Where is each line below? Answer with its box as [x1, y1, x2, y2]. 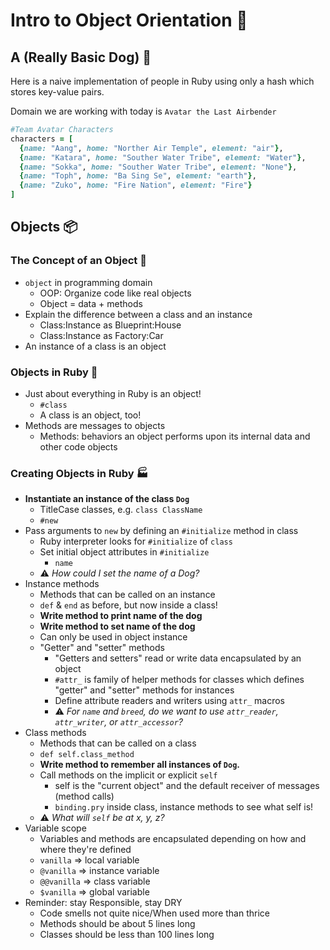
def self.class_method [39, 750, 135, 760]
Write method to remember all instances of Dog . [39, 759, 241, 771]
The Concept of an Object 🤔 [10, 254, 147, 268]
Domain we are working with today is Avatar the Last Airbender [10, 105, 277, 117]
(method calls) [54, 790, 115, 803]
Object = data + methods [39, 297, 143, 309]
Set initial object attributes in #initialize [39, 546, 210, 558]
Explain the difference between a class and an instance [24, 308, 253, 320]
